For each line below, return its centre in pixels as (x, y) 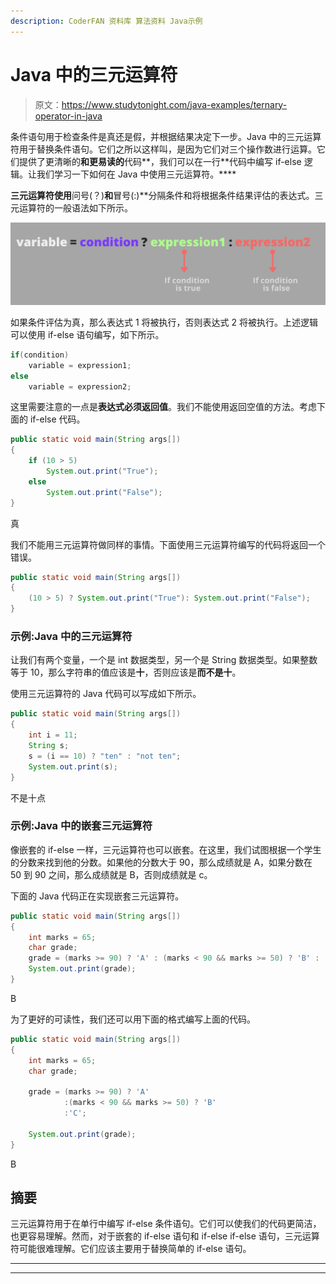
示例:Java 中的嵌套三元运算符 (81, 826)
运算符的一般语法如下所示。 (75, 207)
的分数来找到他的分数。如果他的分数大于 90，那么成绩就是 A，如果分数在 (161, 862)
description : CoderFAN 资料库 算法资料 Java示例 (106, 21)
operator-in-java (68, 116)
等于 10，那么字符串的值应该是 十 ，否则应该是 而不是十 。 (126, 672)
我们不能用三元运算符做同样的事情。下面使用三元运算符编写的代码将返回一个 (168, 544)
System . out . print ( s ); (73, 766)
